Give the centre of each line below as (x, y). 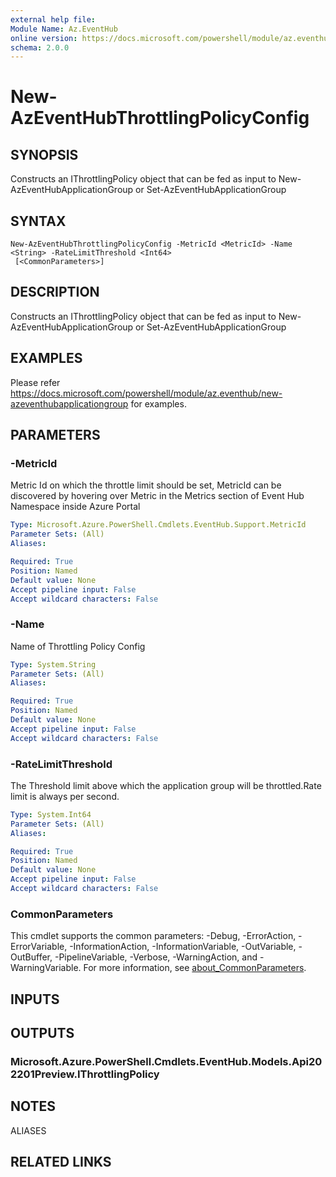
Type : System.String (53, 664)
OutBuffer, (31, 957)
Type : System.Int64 (51, 814)
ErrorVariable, (39, 947)
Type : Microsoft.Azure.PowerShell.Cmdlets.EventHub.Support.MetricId (158, 525)
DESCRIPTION (55, 292)
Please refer (35, 382)
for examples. (158, 403)
